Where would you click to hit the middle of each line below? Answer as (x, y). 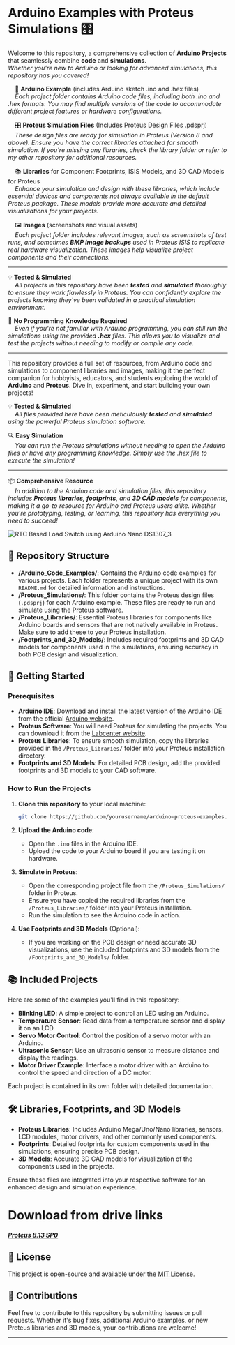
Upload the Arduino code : (56, 830)
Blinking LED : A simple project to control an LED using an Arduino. (113, 1014)
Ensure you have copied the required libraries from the (107, 900)
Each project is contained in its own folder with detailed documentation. (111, 1086)
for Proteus (24, 181)
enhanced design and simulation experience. (73, 1187)
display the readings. (48, 1058)
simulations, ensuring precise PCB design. (79, 1152)
